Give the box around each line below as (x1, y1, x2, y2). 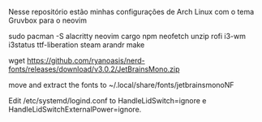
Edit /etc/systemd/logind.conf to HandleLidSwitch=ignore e (8, 96, 207, 105)
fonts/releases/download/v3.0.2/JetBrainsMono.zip (8, 64, 180, 74)
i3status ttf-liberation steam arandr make (8, 40, 145, 50)
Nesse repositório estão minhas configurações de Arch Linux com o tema (8, 7, 255, 16)
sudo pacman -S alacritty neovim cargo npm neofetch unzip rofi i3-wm (8, 32, 246, 41)
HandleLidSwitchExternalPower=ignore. (8, 105, 142, 114)
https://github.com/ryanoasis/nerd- (27, 56, 145, 65)
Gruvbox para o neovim (8, 15, 88, 25)
